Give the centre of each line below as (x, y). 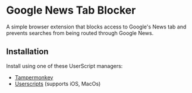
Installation (27, 52)
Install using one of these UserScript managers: (64, 66)
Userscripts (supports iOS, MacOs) (58, 84)
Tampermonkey (34, 77)
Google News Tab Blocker (71, 10)
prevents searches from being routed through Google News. (80, 33)
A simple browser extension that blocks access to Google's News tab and (96, 27)
